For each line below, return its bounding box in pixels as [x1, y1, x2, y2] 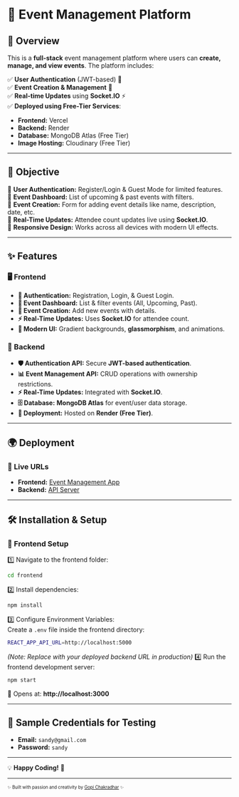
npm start [7, 677, 37, 684]
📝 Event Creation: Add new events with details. [17, 306, 156, 314]
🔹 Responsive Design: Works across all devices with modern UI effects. [7, 222, 219, 231]
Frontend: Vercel [17, 116, 68, 124]
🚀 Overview [7, 35, 60, 47]
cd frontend [7, 572, 43, 580]
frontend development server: [7, 662, 95, 671]
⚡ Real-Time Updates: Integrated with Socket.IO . [17, 388, 163, 396]
